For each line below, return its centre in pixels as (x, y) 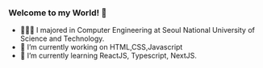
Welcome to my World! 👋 (58, 13)
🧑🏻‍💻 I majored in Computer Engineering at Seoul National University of (138, 30)
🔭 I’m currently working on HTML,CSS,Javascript (101, 47)
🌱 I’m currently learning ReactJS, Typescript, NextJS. (109, 56)
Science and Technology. (62, 38)
